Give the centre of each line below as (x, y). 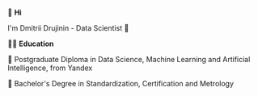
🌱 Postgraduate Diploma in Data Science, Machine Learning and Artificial (129, 59)
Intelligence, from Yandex (50, 68)
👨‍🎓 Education (31, 44)
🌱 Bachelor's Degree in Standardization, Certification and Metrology (121, 83)
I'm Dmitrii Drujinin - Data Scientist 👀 (68, 28)
